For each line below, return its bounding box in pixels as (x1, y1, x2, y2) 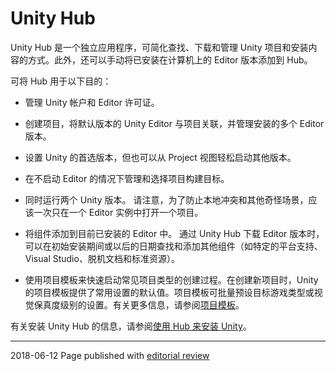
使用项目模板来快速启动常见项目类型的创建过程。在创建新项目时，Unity (24, 273, 319, 286)
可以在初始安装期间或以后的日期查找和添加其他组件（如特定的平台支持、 (24, 240, 323, 252)
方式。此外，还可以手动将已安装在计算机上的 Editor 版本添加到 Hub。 (27, 53, 313, 66)
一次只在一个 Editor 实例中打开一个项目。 (33, 206, 204, 218)
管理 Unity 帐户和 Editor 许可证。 (24, 96, 160, 108)
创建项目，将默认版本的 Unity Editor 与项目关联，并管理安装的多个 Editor (24, 117, 325, 129)
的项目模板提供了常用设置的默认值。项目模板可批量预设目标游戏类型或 (24, 286, 315, 298)
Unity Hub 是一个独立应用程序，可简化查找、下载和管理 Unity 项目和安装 (10, 41, 309, 53)
